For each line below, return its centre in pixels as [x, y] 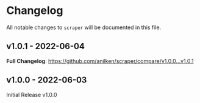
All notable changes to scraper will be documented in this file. [84, 27]
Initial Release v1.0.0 [32, 95]
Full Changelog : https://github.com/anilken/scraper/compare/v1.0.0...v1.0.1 [100, 61]
